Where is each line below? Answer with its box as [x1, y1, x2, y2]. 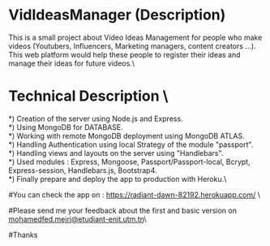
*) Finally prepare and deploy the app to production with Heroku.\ [8, 174, 227, 183]
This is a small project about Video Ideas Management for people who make [8, 32, 263, 42]
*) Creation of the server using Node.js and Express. [8, 114, 184, 123]
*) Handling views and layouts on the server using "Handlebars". [8, 148, 224, 158]
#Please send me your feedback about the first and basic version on [8, 205, 238, 215]
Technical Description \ [8, 87, 169, 106]
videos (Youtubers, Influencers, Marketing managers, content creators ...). [8, 41, 257, 50]
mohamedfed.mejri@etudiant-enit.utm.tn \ [8, 214, 148, 224]
